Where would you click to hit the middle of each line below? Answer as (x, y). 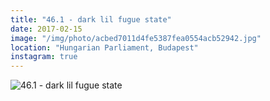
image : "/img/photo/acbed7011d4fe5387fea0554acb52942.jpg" (136, 38)
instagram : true (44, 57)
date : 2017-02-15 (46, 29)
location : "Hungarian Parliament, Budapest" (104, 47)
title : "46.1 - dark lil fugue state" (91, 19)
